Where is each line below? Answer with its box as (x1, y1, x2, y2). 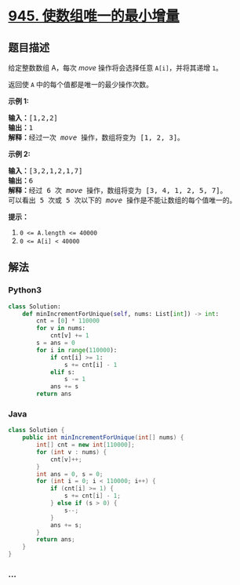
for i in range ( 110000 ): (36, 346, 118, 354)
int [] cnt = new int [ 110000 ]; (36, 441, 135, 449)
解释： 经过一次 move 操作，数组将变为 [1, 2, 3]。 (8, 133, 184, 142)
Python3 (8, 285, 42, 296)
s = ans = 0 (36, 339, 76, 347)
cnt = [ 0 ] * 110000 (36, 317, 100, 325)
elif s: (49, 368, 76, 376)
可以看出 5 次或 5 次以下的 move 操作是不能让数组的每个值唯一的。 (8, 196, 237, 205)
